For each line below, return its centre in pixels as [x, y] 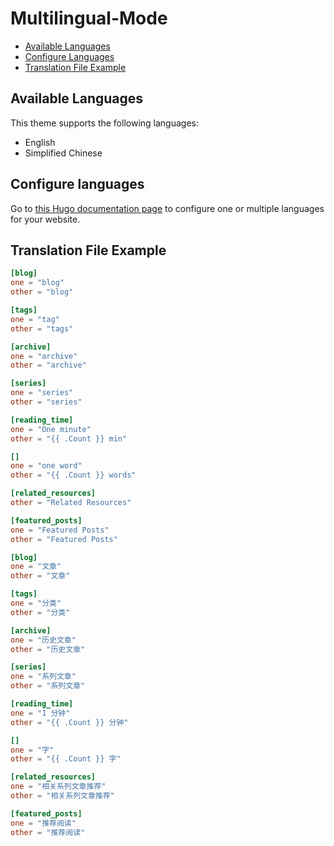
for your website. [45, 219]
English [40, 142]
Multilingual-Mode [89, 18]
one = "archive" [44, 356]
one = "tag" [35, 319]
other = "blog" [42, 292]
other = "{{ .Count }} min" [69, 438]
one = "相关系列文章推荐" [58, 787]
